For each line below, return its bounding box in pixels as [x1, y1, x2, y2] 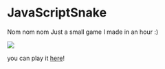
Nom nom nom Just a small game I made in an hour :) [7, 28, 159, 36]
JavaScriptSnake [7, 5, 107, 21]
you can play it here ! [7, 54, 65, 62]
